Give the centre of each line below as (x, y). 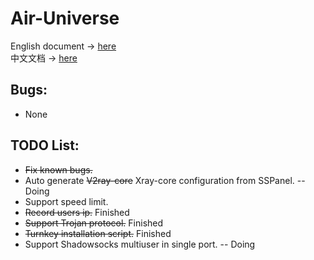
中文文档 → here (44, 58)
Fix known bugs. (58, 169)
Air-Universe (65, 18)
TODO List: (45, 145)
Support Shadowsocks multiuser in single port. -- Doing (140, 244)
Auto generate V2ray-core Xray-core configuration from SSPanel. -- (165, 180)
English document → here (63, 46)
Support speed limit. (66, 201)
